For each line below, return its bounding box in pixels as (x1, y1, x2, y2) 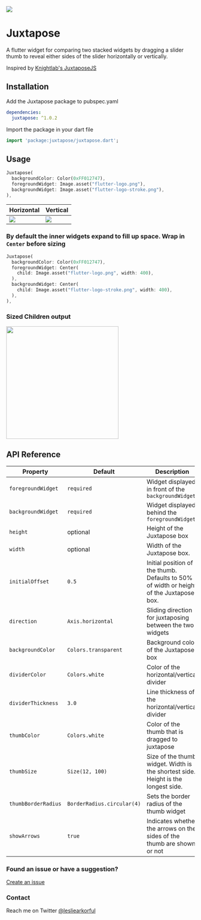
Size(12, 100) (67, 768, 108, 775)
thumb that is (146, 727, 184, 736)
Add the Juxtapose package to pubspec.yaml (6, 97, 118, 104)
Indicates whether (146, 817, 197, 825)
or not (146, 847, 163, 855)
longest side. (146, 782, 183, 790)
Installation (6, 82, 49, 92)
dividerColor (9, 671, 47, 678)
